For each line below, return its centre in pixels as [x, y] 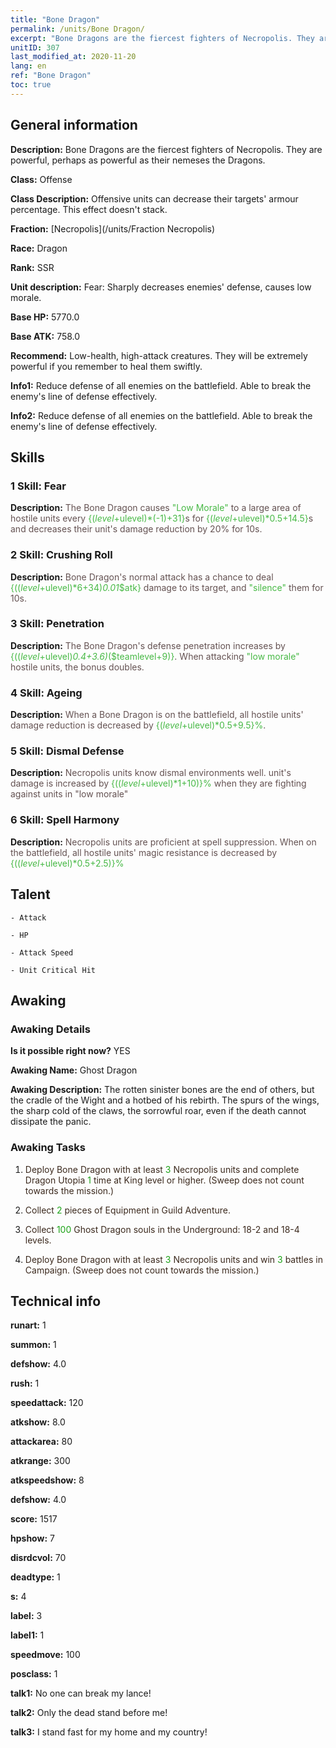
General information [74, 125]
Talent [30, 894]
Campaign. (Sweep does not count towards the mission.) [142, 1270]
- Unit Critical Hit [53, 970]
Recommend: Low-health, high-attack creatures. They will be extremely [159, 355]
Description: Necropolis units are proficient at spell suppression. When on [163, 842]
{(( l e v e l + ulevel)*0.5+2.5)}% [67, 863]
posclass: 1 [34, 1674]
